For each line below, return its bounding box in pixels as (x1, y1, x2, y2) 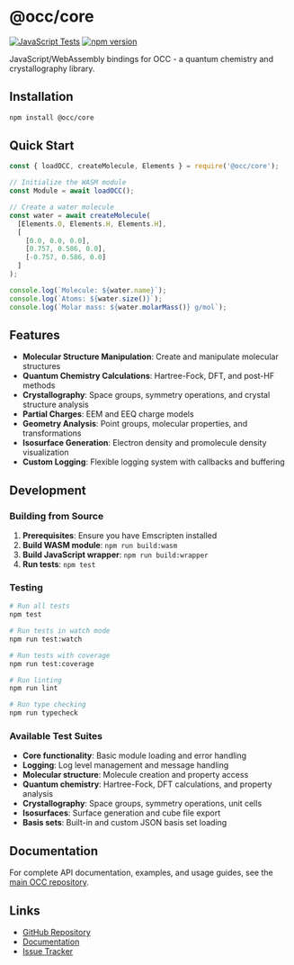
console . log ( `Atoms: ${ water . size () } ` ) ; (9, 294, 164, 303)
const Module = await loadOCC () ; (9, 186, 135, 195)
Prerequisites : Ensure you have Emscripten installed (22, 530, 218, 541)
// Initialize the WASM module (9, 178, 127, 187)
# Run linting (9, 675, 63, 685)
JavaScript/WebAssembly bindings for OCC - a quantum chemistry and (9, 53, 274, 64)
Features (9, 327, 60, 343)
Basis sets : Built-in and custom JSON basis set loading (22, 817, 227, 828)
